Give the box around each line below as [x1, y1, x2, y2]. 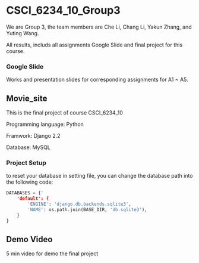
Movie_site [6, 93, 48, 103]
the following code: [6, 178, 53, 185]
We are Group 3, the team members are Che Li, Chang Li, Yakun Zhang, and [6, 23, 192, 30]
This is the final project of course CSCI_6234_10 [6, 109, 124, 116]
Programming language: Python [6, 120, 84, 128]
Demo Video [6, 234, 53, 245]
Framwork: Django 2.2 [6, 132, 61, 140]
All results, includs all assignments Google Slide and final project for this [6, 41, 183, 48]
